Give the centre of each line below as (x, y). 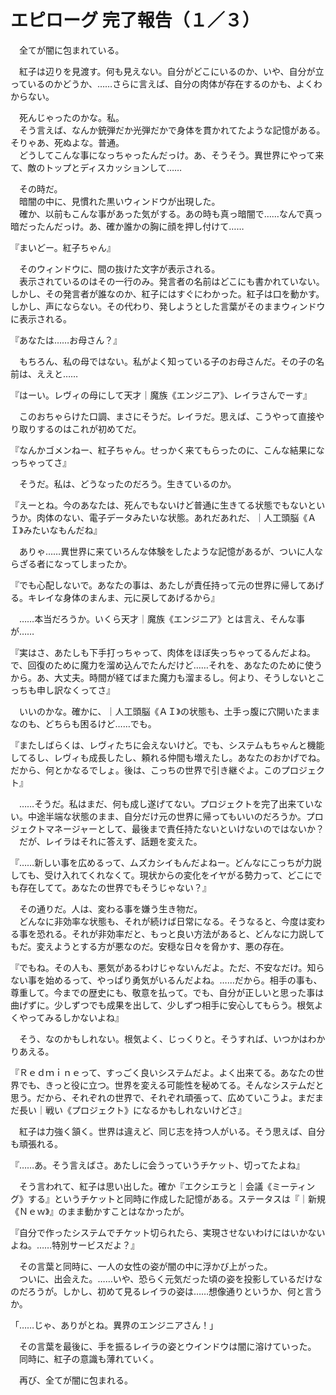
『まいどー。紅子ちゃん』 (63, 247)
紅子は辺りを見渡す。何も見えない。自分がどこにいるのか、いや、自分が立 (171, 71)
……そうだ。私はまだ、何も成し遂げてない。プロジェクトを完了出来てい (166, 803)
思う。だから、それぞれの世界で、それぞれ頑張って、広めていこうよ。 (154, 1097)
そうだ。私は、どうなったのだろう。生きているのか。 (127, 483)
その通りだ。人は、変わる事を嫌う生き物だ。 (110, 908)
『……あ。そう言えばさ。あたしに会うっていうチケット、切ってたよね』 (157, 1165)
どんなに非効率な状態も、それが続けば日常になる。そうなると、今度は (163, 921)
